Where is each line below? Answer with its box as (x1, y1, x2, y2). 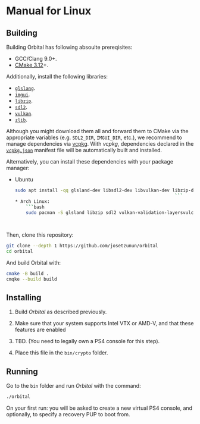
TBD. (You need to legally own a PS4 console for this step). (14, 338, 160, 345)
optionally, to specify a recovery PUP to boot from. (6, 411, 130, 418)
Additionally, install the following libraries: (6, 73, 108, 80)
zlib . (14, 116, 28, 123)
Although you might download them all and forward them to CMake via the (6, 128, 189, 134)
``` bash (26, 204, 45, 210)
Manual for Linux (6, 4, 91, 18)
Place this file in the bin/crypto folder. (14, 349, 108, 356)
